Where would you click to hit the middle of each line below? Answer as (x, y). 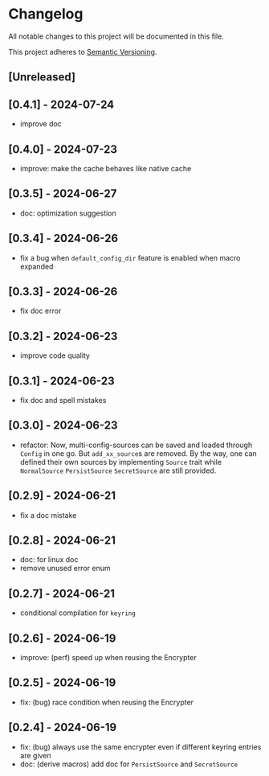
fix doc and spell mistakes (63, 400)
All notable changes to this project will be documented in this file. (116, 36)
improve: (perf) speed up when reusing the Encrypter (108, 658)
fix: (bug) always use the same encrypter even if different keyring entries (141, 747)
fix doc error (41, 311)
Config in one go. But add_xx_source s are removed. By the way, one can (138, 453)
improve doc (41, 124)
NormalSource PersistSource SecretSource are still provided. (118, 470)
